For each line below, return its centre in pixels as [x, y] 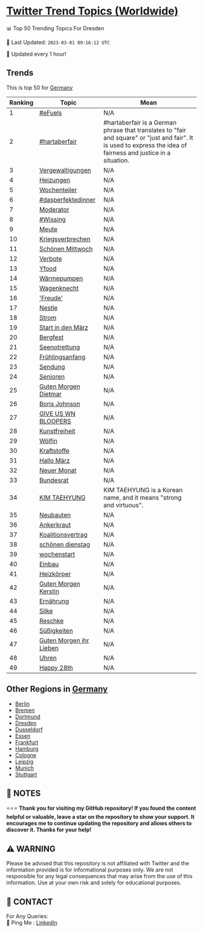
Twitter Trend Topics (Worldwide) [92, 11]
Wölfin [48, 441]
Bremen [25, 710]
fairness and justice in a [137, 152]
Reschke [51, 621]
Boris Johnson [60, 403]
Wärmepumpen [61, 278]
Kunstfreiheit [57, 431]
